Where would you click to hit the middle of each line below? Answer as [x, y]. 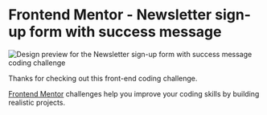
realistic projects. [37, 102]
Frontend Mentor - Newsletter [110, 15]
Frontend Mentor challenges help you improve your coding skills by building [134, 93]
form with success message [125, 32]
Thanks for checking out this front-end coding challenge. [103, 78]
